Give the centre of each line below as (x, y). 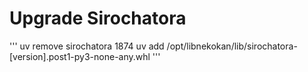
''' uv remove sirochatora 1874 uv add (87, 46)
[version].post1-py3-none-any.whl (80, 56)
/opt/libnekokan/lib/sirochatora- (232, 46)
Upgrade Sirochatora (98, 18)
